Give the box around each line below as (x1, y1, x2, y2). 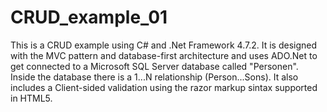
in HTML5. (10, 92, 53, 104)
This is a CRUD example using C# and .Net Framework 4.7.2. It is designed (10, 39, 318, 51)
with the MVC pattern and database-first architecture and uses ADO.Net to (10, 49, 318, 61)
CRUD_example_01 (10, 6, 168, 29)
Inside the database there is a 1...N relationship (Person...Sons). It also (10, 71, 299, 83)
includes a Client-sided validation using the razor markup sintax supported (10, 81, 318, 93)
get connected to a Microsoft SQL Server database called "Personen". (10, 60, 299, 72)
